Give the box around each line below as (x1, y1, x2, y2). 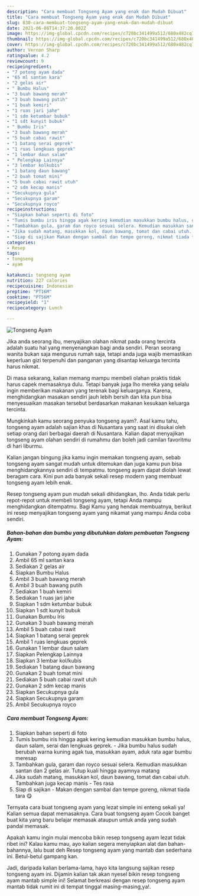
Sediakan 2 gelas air (15, 563, 65, 570)
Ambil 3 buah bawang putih (15, 582, 83, 589)
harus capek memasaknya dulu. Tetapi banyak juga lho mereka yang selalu (6, 381, 190, 388)
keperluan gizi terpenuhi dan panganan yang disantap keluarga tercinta (6, 357, 181, 363)
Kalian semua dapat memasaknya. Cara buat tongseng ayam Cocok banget (6, 810, 190, 817)
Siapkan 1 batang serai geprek (15, 632, 89, 639)
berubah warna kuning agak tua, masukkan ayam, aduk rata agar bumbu (15, 748, 192, 755)
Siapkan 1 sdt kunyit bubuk (15, 606, 81, 613)
